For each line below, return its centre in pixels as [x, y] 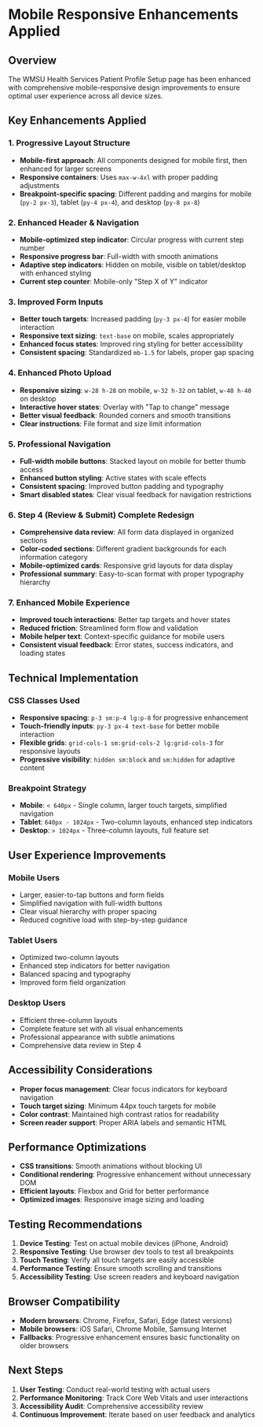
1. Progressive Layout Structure [69, 143]
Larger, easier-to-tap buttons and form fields [92, 895]
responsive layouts [50, 751]
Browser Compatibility [64, 1301]
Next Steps [36, 1371]
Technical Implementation [73, 678]
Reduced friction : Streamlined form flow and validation [109, 628]
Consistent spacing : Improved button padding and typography [121, 486]
